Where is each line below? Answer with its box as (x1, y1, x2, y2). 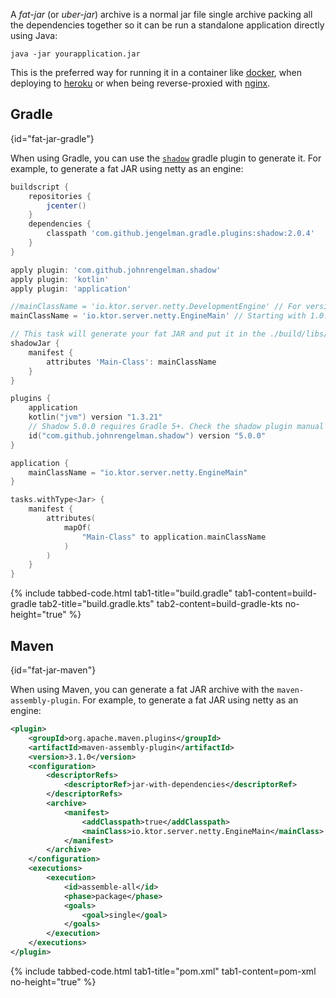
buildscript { (10, 182, 70, 192)
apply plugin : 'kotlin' (10, 274, 110, 284)
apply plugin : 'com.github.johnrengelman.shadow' (10, 265, 222, 275)
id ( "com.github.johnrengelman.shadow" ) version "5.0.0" (28, 430, 267, 441)
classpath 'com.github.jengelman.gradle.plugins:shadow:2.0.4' (46, 229, 315, 239)
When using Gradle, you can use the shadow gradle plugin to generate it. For (10, 152, 322, 164)
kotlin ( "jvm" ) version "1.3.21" (28, 412, 163, 423)
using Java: (10, 30, 58, 41)
